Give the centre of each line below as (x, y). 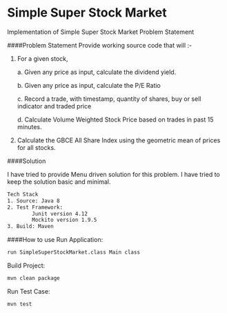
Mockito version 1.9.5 (65, 220)
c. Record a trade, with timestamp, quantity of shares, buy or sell (109, 99)
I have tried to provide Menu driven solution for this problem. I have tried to (114, 174)
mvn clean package (33, 278)
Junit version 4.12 (60, 214)
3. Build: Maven (30, 227)
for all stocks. (37, 147)
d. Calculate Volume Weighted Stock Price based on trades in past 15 (115, 120)
